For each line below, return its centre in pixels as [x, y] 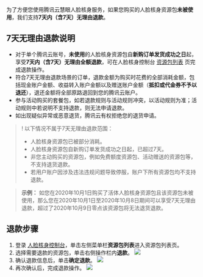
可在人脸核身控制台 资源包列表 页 [148, 62]
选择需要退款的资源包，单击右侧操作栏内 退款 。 [74, 253]
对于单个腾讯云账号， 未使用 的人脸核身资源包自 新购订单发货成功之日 [101, 54]
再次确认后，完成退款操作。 [50, 268]
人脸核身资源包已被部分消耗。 [68, 141]
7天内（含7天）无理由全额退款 [64, 62]
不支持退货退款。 [52, 164]
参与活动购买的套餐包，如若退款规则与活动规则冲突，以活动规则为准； [103, 100]
